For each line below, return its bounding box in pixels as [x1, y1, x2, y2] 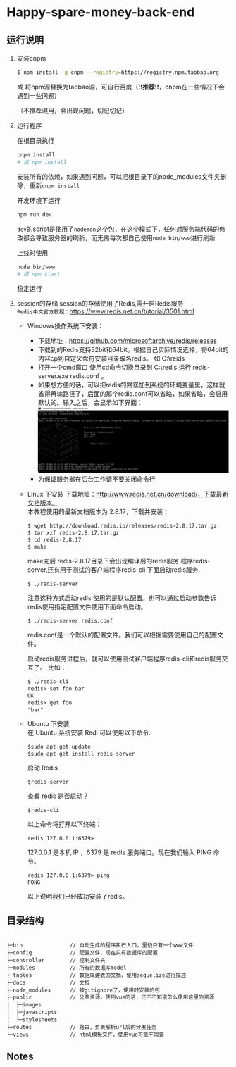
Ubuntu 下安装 [27, 719, 70, 728]
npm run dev [16, 211, 52, 218]
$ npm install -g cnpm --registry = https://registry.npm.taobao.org [16, 69, 220, 76]
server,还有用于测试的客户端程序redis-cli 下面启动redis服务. [27, 565, 201, 574]
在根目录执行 [16, 136, 54, 144]
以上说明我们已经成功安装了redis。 [27, 892, 129, 900]
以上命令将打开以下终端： [27, 820, 102, 828]
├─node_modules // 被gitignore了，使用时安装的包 [6, 987, 160, 994]
